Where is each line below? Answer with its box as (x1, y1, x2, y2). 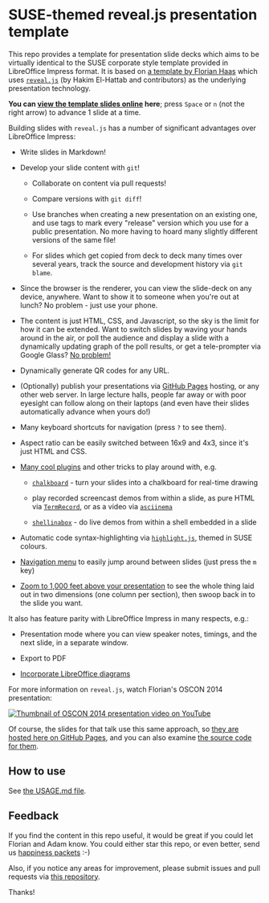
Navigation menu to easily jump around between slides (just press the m (19, 557, 257, 566)
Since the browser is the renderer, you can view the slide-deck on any (19, 283, 252, 292)
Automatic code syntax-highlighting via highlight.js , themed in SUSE (19, 533, 253, 542)
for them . (8, 741, 39, 750)
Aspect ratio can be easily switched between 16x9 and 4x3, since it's (19, 438, 249, 447)
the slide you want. (19, 598, 84, 607)
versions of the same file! (31, 235, 116, 244)
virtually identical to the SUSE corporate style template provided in (8, 58, 229, 67)
